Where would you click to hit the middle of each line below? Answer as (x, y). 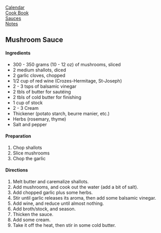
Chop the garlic (29, 158)
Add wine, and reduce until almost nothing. (58, 203)
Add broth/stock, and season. (44, 209)
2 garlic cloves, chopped (39, 75)
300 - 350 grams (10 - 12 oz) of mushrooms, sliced (67, 64)
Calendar (15, 7)
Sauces (13, 18)
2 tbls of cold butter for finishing (47, 97)
